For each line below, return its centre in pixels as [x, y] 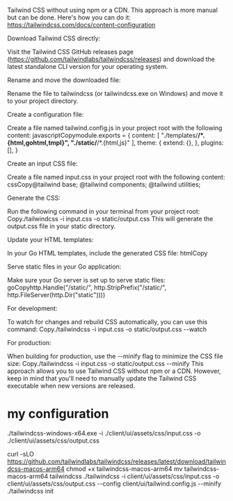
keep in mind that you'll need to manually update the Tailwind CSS [102, 378]
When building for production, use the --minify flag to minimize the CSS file [115, 356]
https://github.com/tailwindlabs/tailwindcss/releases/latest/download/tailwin [116, 461]
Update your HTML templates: [50, 240]
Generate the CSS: [34, 198]
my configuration [58, 414]
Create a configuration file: [46, 114]
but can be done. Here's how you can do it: [69, 17]
